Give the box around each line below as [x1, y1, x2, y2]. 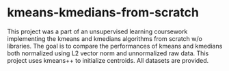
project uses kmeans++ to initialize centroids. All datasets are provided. [7, 56, 209, 64]
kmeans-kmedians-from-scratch [7, 5, 200, 20]
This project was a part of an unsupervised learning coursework [7, 27, 188, 35]
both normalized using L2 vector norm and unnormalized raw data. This [7, 49, 209, 57]
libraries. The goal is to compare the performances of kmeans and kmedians [7, 42, 223, 50]
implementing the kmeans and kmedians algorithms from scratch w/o [7, 34, 203, 42]
